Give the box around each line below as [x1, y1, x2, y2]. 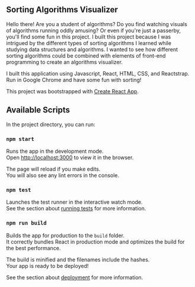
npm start [6, 135, 34, 142]
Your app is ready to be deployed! [6, 262, 89, 269]
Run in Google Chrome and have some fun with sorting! [6, 76, 142, 83]
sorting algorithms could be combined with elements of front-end [6, 52, 166, 59]
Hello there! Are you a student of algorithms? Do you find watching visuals [6, 20, 188, 27]
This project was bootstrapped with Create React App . [6, 87, 139, 94]
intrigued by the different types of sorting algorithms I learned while [6, 39, 172, 46]
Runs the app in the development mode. [6, 147, 104, 154]
